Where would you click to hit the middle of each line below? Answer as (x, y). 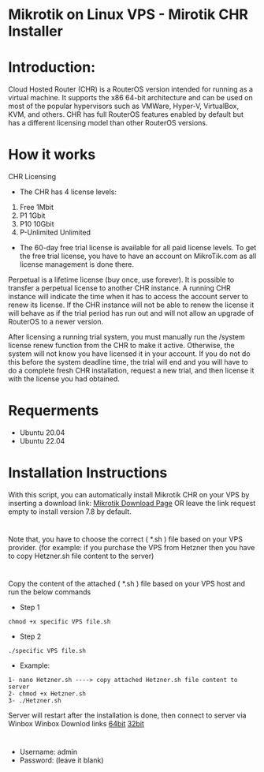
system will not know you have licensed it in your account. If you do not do (129, 354)
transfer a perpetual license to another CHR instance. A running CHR (119, 288)
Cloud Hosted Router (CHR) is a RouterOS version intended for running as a (131, 89)
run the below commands (50, 592)
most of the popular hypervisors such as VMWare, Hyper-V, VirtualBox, (123, 106)
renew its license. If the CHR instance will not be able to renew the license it (131, 305)
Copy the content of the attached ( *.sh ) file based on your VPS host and (127, 584)
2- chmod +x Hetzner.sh (47, 694)
